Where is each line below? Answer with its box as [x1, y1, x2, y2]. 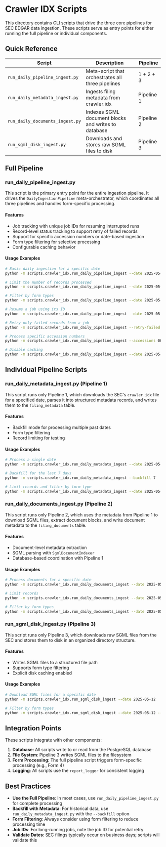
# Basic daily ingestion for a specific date [5, 266, 100, 271]
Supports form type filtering [12, 665, 69, 671]
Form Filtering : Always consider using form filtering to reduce [12, 816, 139, 822]
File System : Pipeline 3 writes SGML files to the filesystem [12, 752, 132, 758]
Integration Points [5, 724, 62, 732]
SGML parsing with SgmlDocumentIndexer [12, 550, 95, 555]
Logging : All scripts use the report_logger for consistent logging [12, 767, 144, 774]
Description [95, 59, 124, 66]
